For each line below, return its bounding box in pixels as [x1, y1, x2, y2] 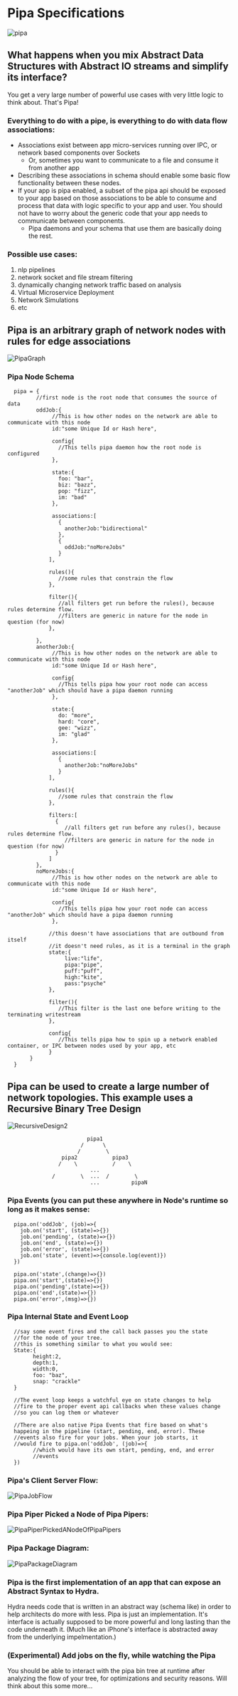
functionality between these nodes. [17, 179, 122, 187]
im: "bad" [58, 494, 87, 501]
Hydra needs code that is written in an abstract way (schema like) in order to [7, 1603, 232, 1611]
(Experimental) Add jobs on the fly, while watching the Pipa [7, 1650, 216, 1660]
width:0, [33, 1365, 59, 1373]
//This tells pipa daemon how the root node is [58, 444, 202, 452]
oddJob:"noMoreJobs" [64, 543, 126, 551]
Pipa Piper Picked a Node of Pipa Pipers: [7, 1509, 149, 1519]
